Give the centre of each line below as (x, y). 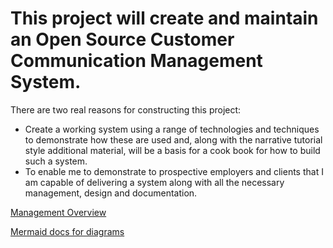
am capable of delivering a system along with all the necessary (154, 182)
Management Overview (58, 212)
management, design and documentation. (111, 193)
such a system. (56, 161)
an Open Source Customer (122, 39)
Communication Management (136, 61)
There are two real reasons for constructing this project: (126, 109)
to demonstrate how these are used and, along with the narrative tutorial (173, 139)
